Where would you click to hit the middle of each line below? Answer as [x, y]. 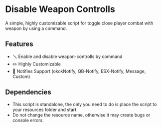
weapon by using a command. [36, 28]
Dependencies [28, 92]
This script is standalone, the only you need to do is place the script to [84, 104]
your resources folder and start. [45, 109]
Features [19, 44]
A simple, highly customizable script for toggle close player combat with [79, 23]
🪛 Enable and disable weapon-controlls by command [67, 56]
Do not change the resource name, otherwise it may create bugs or [81, 115]
